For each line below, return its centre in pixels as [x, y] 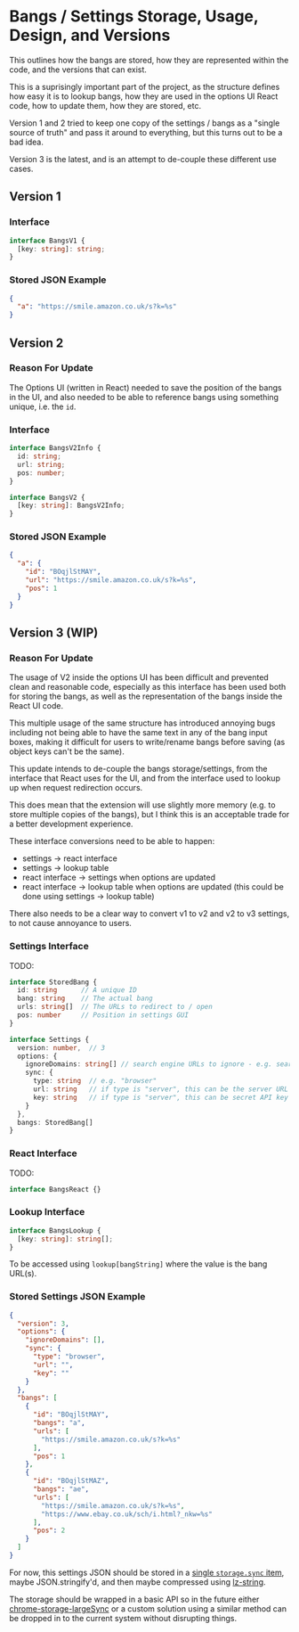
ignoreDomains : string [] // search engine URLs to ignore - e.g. [149, 1064]
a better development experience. [71, 824]
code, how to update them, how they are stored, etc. [105, 105]
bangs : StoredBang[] [55, 1122]
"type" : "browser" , [69, 1357]
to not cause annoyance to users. [70, 923]
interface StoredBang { [53, 982]
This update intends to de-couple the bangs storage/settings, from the [139, 769]
